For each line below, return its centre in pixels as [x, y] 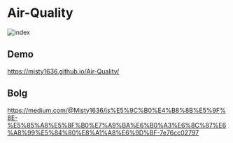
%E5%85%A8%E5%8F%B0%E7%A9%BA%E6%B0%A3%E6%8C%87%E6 [117, 125]
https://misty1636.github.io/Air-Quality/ [63, 71]
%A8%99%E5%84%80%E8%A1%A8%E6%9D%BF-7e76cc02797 [103, 132]
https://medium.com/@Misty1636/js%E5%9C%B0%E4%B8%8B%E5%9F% [116, 110]
